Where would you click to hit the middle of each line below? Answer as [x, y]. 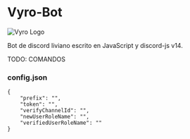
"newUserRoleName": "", [55, 117]
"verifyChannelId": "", [55, 111]
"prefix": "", [40, 98]
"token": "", [39, 104]
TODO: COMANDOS [36, 59]
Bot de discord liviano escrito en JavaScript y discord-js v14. [95, 45]
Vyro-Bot [35, 12]
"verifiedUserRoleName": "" [61, 123]
